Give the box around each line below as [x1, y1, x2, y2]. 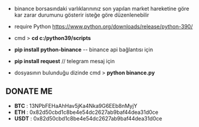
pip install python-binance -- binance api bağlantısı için [14, 46, 154, 53]
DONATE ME [5, 86, 53, 97]
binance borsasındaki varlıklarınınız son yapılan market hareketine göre [14, 5, 189, 12]
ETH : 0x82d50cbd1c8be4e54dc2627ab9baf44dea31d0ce [14, 109, 159, 116]
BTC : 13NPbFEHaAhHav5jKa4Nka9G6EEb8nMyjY [14, 102, 138, 109]
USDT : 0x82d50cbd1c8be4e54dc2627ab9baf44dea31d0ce [14, 114, 163, 122]
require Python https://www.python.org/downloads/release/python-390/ [14, 23, 193, 30]
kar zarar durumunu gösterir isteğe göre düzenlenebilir [14, 11, 149, 18]
